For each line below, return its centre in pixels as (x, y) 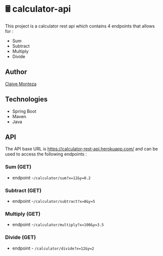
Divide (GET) (20, 237)
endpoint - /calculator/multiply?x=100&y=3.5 (58, 224)
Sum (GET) (18, 167)
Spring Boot (24, 111)
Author (16, 72)
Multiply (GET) (23, 214)
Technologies (27, 99)
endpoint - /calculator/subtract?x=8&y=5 (54, 201)
